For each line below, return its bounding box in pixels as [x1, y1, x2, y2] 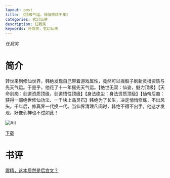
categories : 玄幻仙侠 [5, 17, 48, 22]
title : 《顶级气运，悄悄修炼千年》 [5, 12, 70, 17]
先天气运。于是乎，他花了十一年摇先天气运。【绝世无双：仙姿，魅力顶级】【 [5, 84, 160, 91]
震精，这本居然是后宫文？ [5, 167, 59, 173]
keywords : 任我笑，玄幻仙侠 [5, 26, 58, 31]
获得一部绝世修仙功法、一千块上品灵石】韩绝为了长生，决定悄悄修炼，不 [5, 97, 156, 103]
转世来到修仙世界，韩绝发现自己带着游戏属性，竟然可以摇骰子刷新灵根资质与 [5, 78, 165, 84]
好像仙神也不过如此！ [14, 110, 59, 116]
